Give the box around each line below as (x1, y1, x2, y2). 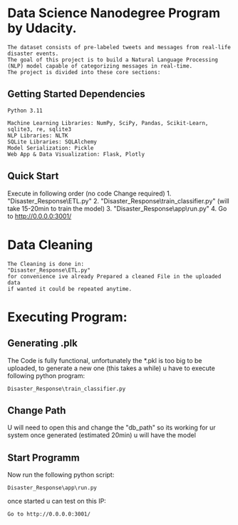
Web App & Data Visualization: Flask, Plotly (7, 151, 145, 158)
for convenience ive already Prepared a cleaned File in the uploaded (7, 272, 222, 280)
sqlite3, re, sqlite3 (7, 126, 72, 133)
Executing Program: (7, 309, 128, 325)
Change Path (7, 404, 66, 417)
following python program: (7, 371, 86, 379)
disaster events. (7, 50, 59, 57)
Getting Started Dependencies (7, 88, 145, 101)
